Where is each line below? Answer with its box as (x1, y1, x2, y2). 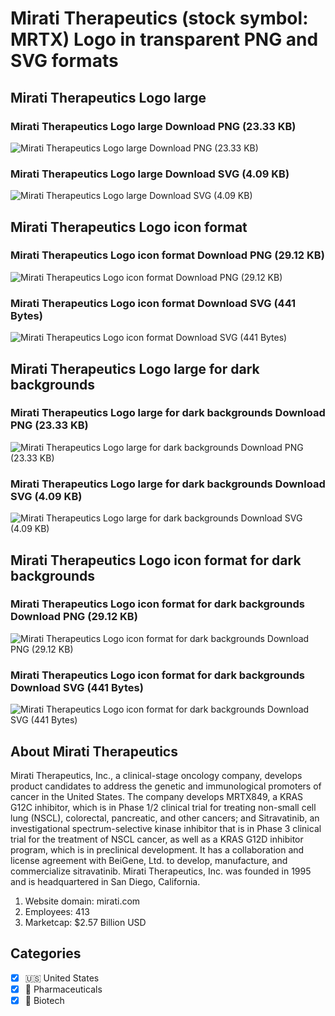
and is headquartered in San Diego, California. (10, 875, 201, 887)
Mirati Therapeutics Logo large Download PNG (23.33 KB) (10, 119, 297, 133)
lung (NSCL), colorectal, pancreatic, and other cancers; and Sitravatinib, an (10, 812, 320, 824)
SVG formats (10, 50, 119, 72)
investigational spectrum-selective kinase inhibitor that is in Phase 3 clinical (10, 822, 322, 834)
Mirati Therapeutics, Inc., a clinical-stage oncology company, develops (10, 769, 303, 781)
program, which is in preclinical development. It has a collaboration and (10, 843, 305, 856)
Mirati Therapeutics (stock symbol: (10, 7, 309, 30)
